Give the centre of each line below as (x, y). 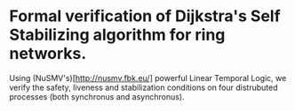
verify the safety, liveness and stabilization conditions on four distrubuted (144, 87)
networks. (48, 54)
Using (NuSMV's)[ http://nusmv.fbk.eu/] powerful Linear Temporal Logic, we (148, 78)
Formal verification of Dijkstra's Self (145, 16)
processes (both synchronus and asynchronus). (97, 96)
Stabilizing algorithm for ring (117, 35)
